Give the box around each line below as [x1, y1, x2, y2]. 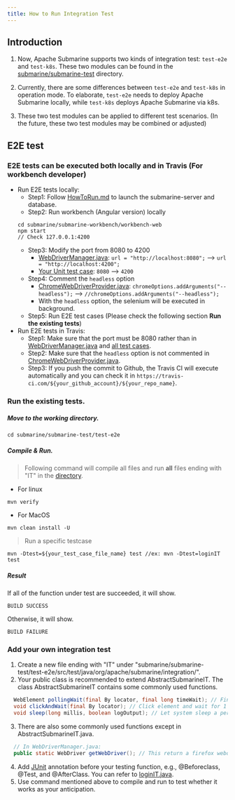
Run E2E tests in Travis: [17, 327, 85, 335]
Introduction [7, 36, 63, 48]
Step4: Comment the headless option [27, 274, 135, 283]
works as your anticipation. [17, 785, 96, 793]
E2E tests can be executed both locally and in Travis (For [7, 161, 204, 171]
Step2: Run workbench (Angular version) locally [27, 208, 166, 216]
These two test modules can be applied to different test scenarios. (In [17, 112, 218, 120]
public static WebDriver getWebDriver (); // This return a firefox [13, 749, 215, 756]
